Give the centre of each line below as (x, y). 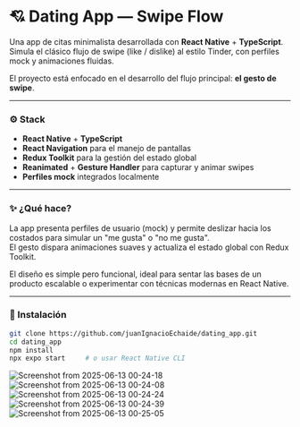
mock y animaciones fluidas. (62, 61)
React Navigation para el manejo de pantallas (107, 149)
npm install (31, 350)
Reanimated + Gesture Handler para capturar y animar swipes (138, 167)
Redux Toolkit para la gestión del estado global (109, 158)
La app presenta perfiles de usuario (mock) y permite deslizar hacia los (140, 228)
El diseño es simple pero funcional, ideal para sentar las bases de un (135, 274)
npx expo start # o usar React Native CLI (97, 359)
